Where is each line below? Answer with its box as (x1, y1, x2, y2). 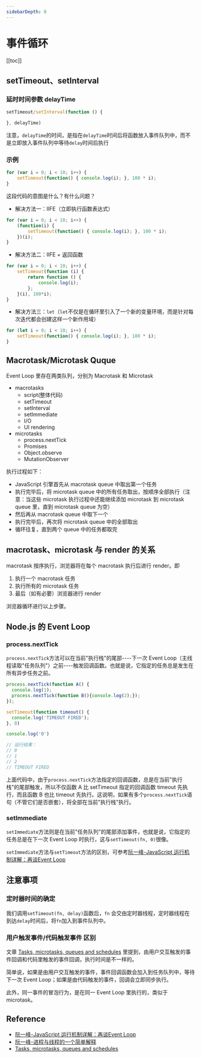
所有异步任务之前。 (6, 670, 54, 677)
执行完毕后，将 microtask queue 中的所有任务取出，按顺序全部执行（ (14, 488, 185, 495)
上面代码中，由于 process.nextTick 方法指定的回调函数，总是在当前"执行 (6, 776, 183, 783)
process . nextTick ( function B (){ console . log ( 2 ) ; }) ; (11, 693, 141, 699)
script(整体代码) (23, 391, 63, 398)
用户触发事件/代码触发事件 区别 (6, 933, 96, 942)
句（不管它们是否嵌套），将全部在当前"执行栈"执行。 (6, 798, 135, 805)
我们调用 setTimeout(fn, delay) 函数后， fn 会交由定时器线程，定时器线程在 (6, 909, 190, 916)
